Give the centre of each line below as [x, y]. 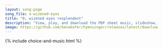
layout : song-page [24, 9]
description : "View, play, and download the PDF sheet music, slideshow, [81, 23]
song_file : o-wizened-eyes [32, 14]
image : [12, 27]
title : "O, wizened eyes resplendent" [44, 18]
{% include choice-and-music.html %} [43, 41]
